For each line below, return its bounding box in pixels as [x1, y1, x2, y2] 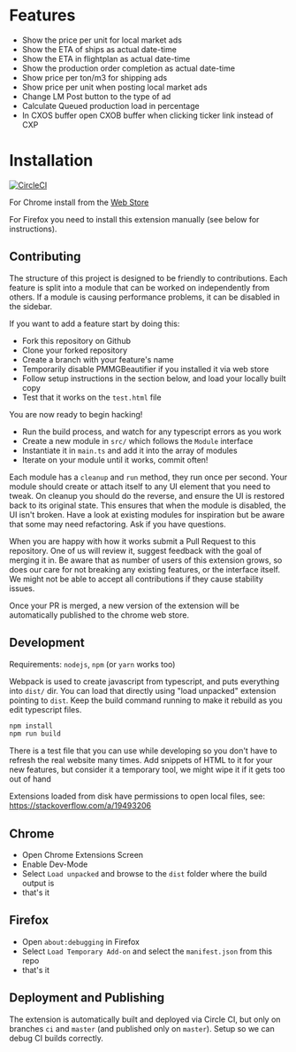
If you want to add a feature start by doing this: [9, 318, 180, 329]
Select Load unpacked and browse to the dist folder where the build [21, 869, 268, 879]
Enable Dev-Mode [21, 859, 88, 869]
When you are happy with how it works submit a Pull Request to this [9, 535, 256, 546]
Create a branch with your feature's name [21, 354, 174, 364]
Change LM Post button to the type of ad [21, 90, 171, 102]
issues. [9, 582, 35, 594]
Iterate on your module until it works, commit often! [21, 454, 209, 465]
